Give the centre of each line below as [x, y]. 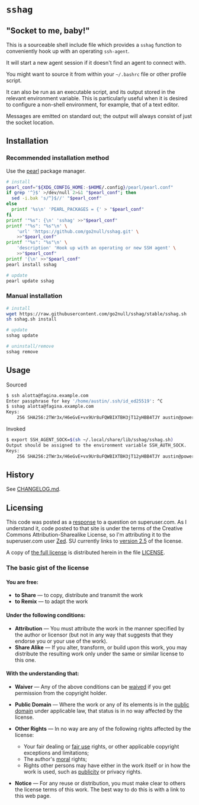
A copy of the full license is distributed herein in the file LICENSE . [86, 553]
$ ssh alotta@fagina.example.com [47, 395]
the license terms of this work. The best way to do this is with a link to [100, 789]
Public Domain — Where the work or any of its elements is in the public [102, 704]
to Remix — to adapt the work [51, 601]
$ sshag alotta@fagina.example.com [50, 407]
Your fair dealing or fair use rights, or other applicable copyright [101, 746]
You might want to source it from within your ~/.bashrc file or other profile [96, 74]
